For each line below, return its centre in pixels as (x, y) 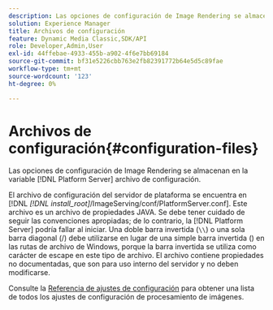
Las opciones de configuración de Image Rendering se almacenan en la (128, 170)
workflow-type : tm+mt (45, 69)
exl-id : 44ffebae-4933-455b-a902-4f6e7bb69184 (89, 54)
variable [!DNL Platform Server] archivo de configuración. (105, 179)
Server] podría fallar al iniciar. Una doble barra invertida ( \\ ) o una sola (127, 230)
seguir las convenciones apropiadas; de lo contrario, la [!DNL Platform (126, 221)
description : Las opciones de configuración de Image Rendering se (125, 16)
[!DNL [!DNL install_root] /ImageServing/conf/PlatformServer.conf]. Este (128, 204)
